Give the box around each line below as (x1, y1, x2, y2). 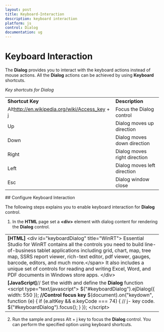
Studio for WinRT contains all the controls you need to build (7, 241, 144, 248)
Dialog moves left (115, 162, 155, 168)
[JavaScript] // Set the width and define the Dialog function (7, 279, 143, 286)
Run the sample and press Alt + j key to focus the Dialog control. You (12, 316, 151, 322)
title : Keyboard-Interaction (5, 12, 64, 17)
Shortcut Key (7, 98, 39, 104)
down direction (115, 140, 150, 146)
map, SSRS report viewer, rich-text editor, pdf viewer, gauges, (7, 253, 151, 260)
